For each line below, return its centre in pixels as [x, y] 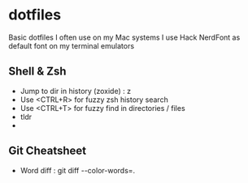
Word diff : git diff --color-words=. [78, 170]
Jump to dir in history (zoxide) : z [76, 91]
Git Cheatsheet [48, 151]
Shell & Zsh [37, 72]
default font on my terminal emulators [72, 45]
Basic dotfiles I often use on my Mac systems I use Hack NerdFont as [124, 37]
